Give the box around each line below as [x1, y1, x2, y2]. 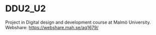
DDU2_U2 [5, 3, 46, 14]
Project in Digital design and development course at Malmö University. [5, 19, 151, 25]
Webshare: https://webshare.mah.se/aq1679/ [5, 24, 99, 30]
